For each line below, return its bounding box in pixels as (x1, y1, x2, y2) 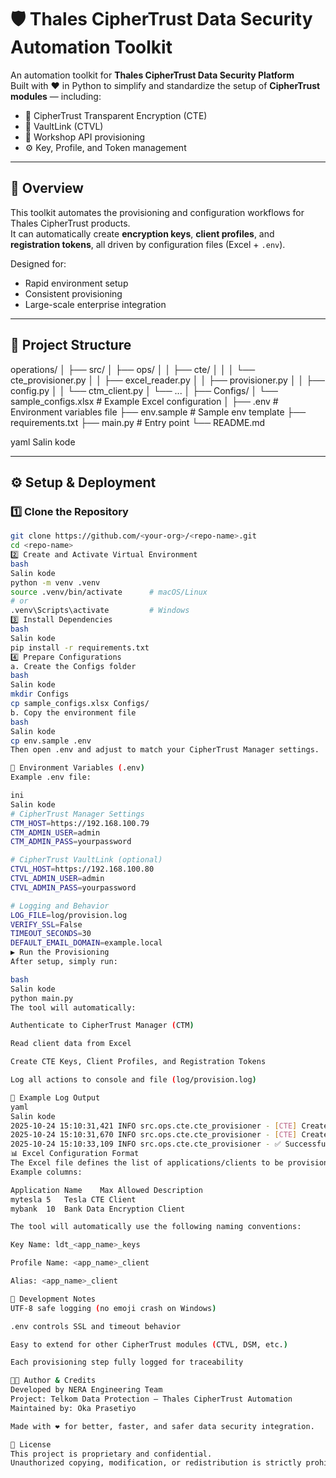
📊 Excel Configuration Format (10, 1149, 140, 1159)
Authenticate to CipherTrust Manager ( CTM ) (10, 1021, 195, 1031)
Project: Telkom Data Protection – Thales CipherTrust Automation (10, 1394, 293, 1404)
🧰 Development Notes (10, 1294, 97, 1304)
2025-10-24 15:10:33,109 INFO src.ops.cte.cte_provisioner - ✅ (10, 1139, 282, 1150)
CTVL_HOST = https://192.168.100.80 (10, 864, 155, 875)
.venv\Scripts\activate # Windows (10, 606, 190, 616)
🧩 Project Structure (10, 337, 132, 354)
